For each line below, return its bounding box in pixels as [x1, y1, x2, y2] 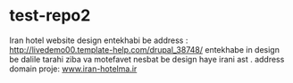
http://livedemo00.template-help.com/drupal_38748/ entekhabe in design [9, 44, 280, 54]
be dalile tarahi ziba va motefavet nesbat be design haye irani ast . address [9, 54, 285, 64]
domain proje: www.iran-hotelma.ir [9, 63, 138, 74]
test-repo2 [9, 5, 91, 26]
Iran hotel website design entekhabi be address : [9, 35, 188, 46]
